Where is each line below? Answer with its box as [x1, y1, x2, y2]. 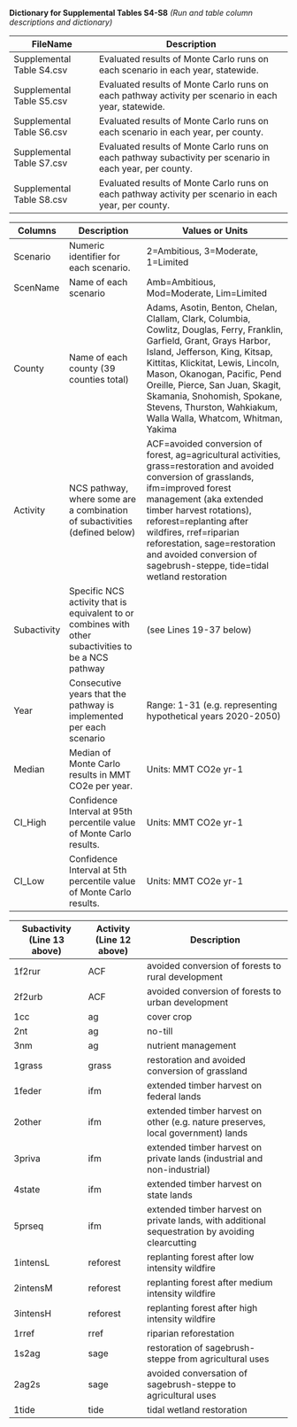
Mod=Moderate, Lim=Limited [146, 287, 268, 299]
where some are [69, 493, 137, 505]
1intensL [13, 1257, 50, 1268]
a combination [69, 504, 128, 516]
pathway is [69, 699, 115, 711]
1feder [13, 1085, 42, 1097]
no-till [147, 1025, 173, 1037]
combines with [69, 618, 130, 630]
